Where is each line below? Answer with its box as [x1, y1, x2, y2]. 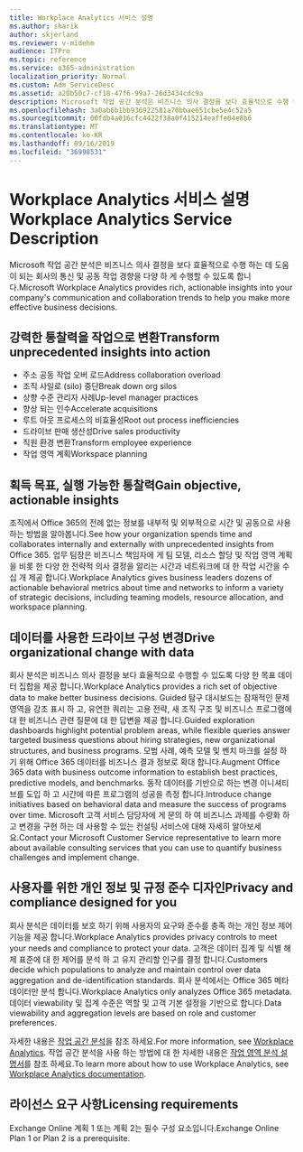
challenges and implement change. [9, 852, 140, 862]
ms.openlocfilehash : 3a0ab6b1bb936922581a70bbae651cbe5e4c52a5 [9, 106, 252, 115]
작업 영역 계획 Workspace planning [22, 449, 148, 460]
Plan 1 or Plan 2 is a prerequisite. [9, 1132, 131, 1143]
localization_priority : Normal [9, 72, 127, 81]
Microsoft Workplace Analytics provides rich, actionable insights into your [18, 282, 293, 293]
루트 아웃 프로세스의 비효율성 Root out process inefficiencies [22, 414, 240, 425]
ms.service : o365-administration [9, 64, 135, 73]
